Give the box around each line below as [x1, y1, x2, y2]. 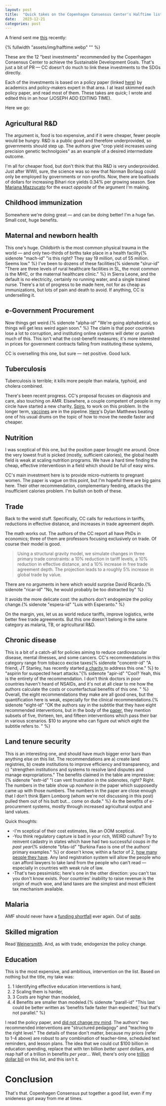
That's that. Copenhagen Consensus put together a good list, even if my [5, 1090, 152, 1096]
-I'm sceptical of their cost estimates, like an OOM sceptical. [12, 828, 135, 834]
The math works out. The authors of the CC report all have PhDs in [5, 530, 141, 536]
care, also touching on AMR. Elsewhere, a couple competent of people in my [5, 398, 161, 404]
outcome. [5, 153, 25, 159]
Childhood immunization [5, 199, 83, 207]
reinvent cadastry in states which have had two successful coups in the [12, 838, 158, 844]
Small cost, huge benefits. [5, 217, 58, 223]
